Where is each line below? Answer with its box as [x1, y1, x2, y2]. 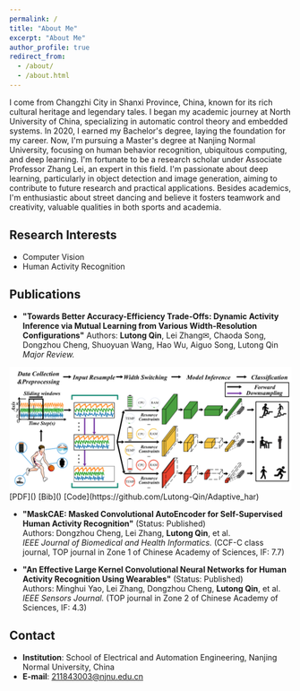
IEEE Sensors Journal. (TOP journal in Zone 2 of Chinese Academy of [21, 592, 279, 603]
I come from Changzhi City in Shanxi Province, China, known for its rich [9, 97, 273, 108]
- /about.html [17, 72, 70, 81]
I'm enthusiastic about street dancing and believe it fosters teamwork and [9, 192, 280, 203]
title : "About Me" [9, 23, 78, 33]
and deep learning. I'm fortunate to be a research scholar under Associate [9, 153, 282, 165]
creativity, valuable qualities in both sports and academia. [9, 202, 222, 212]
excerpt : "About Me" [9, 33, 87, 42]
